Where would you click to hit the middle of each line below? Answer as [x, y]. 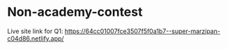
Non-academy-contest [75, 12]
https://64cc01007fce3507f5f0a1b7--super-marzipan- [143, 31]
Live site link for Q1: [35, 31]
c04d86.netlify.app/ [36, 38]
